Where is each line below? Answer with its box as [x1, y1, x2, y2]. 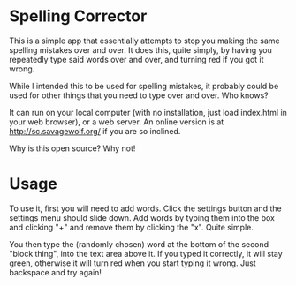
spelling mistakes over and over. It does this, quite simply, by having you [9, 44, 272, 55]
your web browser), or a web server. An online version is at [9, 117, 224, 127]
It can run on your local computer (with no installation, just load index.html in [9, 107, 287, 117]
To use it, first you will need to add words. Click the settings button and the [9, 203, 282, 214]
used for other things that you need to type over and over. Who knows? [9, 90, 269, 101]
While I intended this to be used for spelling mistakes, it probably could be [9, 80, 279, 91]
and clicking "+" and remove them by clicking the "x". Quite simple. [9, 222, 254, 232]
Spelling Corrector [9, 6, 148, 26]
